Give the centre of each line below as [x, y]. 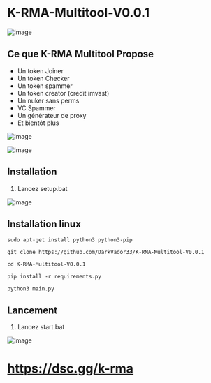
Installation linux [44, 224]
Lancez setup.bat [42, 188]
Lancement [32, 310]
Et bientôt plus [38, 123]
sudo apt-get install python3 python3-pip [70, 240]
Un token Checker [43, 78]
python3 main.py [31, 289]
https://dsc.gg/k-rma [71, 369]
